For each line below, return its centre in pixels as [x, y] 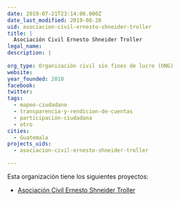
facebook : [22, 85]
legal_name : [25, 46]
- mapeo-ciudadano [41, 105]
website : [20, 72]
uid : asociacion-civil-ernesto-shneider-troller [79, 27]
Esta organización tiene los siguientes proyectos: [78, 176]
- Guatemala [31, 137]
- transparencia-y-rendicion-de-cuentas [73, 111]
